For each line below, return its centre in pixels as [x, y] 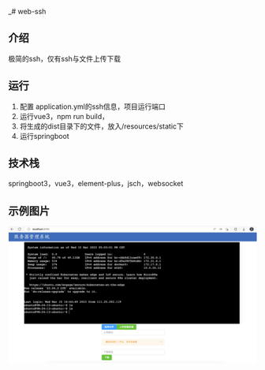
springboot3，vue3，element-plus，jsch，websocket [96, 184]
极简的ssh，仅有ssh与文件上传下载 [65, 58]
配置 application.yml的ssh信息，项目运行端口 [92, 107]
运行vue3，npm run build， [64, 116]
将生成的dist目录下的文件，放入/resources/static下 [101, 126]
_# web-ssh [27, 11]
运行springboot [44, 136]
